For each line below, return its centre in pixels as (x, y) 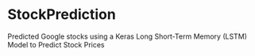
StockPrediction (62, 15)
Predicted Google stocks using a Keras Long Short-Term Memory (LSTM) (127, 36)
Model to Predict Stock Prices (56, 44)
